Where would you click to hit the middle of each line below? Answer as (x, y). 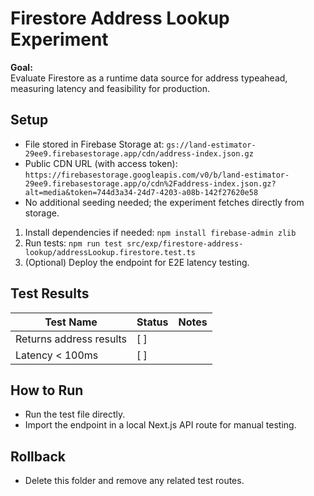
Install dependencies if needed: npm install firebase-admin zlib (160, 232)
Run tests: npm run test (73, 243)
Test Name (71, 322)
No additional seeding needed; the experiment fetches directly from (164, 202)
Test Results (50, 293)
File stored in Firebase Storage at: (94, 144)
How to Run (47, 390)
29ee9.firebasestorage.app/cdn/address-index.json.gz (139, 153)
